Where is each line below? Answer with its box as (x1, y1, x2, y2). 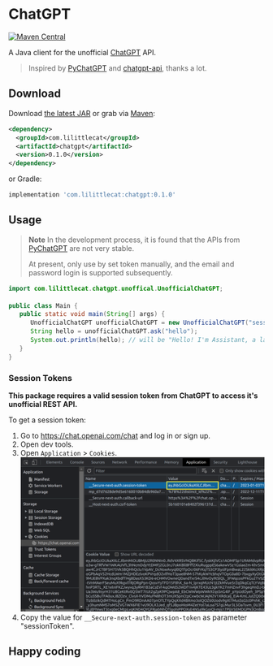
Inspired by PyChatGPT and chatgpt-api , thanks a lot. (28, 63, 207, 73)
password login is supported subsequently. (28, 267, 173, 277)
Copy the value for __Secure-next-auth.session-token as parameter (19, 612, 248, 622)
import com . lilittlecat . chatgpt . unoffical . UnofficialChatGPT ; (8, 284, 223, 292)
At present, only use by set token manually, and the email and (28, 259, 235, 269)
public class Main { (8, 301, 79, 309)
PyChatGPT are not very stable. (28, 243, 135, 253)
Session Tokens (8, 372, 73, 383)
